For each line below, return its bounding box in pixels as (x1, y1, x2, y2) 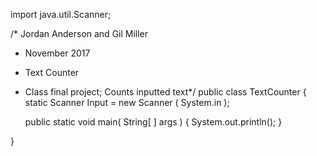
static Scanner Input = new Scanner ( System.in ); (24, 97, 230, 108)
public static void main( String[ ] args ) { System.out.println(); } (24, 116, 283, 128)
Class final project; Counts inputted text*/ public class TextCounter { (24, 86, 307, 98)
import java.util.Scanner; (10, 9, 112, 20)
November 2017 (24, 47, 91, 59)
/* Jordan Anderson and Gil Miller (10, 28, 149, 39)
